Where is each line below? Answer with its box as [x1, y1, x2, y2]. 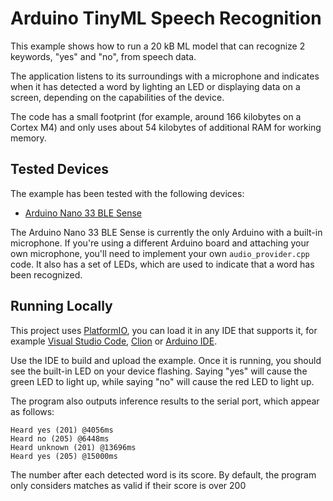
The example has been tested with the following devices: [10, 187, 245, 199]
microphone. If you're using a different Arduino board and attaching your [10, 237, 310, 249]
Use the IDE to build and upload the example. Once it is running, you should [10, 354, 322, 366]
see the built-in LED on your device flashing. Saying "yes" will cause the [10, 365, 308, 377]
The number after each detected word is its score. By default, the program [10, 468, 317, 481]
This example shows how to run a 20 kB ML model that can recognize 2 [10, 40, 306, 52]
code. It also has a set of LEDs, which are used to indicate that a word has [10, 258, 315, 270]
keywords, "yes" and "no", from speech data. [10, 50, 197, 62]
